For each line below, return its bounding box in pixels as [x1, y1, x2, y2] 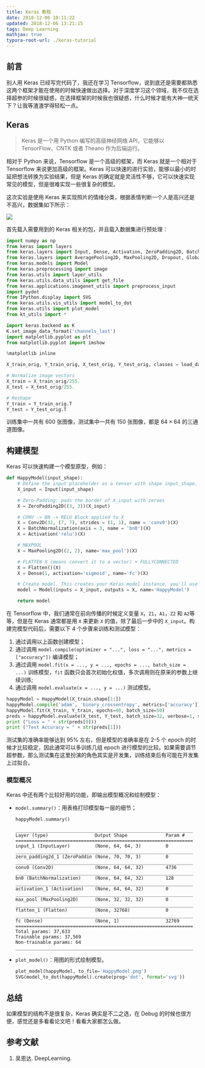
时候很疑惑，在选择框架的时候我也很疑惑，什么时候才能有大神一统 [27, 94, 193, 101]
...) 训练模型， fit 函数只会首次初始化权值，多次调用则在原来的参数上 [15, 668, 193, 676]
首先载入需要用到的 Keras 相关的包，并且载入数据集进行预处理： [6, 225, 168, 233]
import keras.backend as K [6, 322, 75, 329]
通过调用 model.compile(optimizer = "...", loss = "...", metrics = [15, 646, 192, 653]
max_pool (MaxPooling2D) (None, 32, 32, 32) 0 [15, 896, 169, 903]
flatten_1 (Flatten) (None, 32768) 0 [15, 907, 169, 913]
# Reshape [6, 395, 32, 401]
